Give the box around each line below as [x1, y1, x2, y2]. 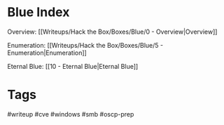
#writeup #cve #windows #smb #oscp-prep [7, 110, 134, 118]
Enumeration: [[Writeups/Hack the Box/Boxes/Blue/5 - [7, 41, 164, 49]
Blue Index [7, 4, 70, 20]
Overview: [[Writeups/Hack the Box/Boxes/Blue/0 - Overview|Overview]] [7, 27, 218, 36]
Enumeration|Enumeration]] [7, 48, 87, 57]
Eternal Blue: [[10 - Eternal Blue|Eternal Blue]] [7, 62, 139, 70]
